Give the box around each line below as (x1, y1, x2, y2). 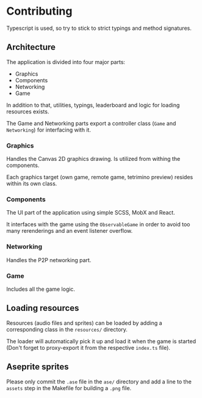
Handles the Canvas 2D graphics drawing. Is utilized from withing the (6, 155, 181, 163)
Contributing (6, 4, 73, 18)
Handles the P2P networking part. (6, 256, 92, 263)
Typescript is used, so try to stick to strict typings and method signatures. (6, 24, 192, 32)
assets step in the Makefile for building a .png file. (6, 384, 132, 391)
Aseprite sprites (6, 361, 69, 372)
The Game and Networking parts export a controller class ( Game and (6, 119, 176, 127)
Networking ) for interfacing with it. (6, 126, 92, 133)
